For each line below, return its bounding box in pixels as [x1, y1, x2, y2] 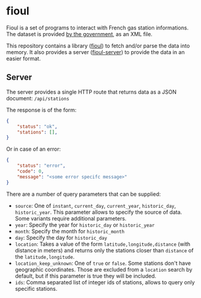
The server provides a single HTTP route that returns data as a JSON [6, 88, 177, 96]
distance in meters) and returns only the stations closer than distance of [14, 246, 194, 254]
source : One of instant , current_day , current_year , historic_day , [14, 202, 176, 209]
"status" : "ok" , [17, 123, 58, 130]
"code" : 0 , [17, 168, 44, 174]
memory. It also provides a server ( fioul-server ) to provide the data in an [6, 48, 185, 55]
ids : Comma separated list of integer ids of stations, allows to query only [14, 278, 195, 286]
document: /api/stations [6, 94, 70, 102]
